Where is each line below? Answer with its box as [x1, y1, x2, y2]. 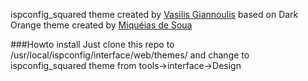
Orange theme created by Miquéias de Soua [10, 19, 193, 31]
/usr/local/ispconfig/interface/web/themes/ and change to [10, 49, 250, 61]
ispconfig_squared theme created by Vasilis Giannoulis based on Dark [10, 9, 299, 20]
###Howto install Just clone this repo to [10, 39, 175, 50]
